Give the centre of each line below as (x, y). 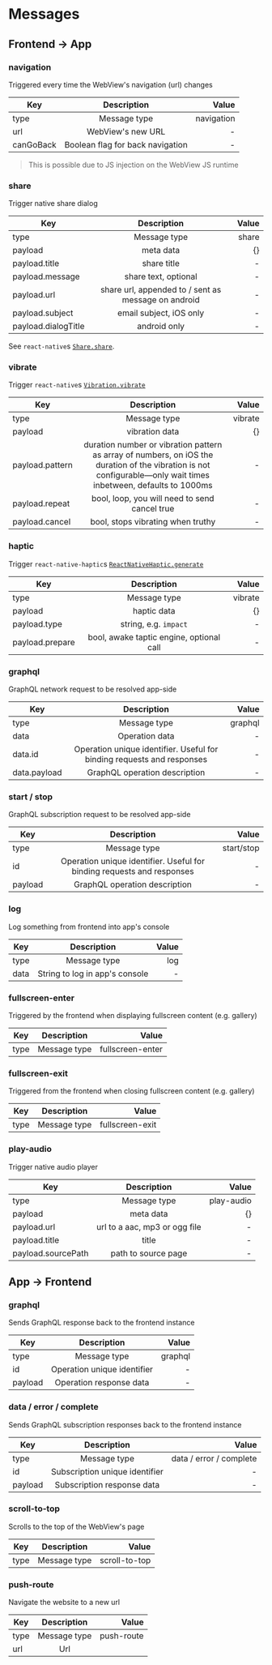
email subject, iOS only (161, 313)
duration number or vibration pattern (153, 445)
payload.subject (43, 313)
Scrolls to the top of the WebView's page (76, 1526)
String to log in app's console (93, 974)
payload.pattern (42, 465)
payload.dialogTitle (49, 327)
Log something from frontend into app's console (89, 927)
